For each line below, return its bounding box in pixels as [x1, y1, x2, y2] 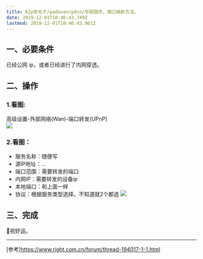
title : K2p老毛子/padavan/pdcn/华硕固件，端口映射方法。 [6, 8, 139, 15]
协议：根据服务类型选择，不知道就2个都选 [14, 191, 120, 198]
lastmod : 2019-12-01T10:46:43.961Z [6, 20, 96, 26]
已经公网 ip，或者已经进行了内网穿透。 [6, 61, 103, 68]
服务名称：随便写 [14, 152, 58, 160]
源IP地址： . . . [14, 160, 47, 168]
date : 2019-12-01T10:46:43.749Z [6, 15, 88, 21]
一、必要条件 [6, 44, 54, 54]
